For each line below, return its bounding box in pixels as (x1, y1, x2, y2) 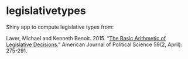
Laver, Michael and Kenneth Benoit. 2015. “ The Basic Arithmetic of (6, 34, 166, 41)
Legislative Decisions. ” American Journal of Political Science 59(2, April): (6, 41, 183, 48)
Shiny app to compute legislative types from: (6, 23, 114, 30)
